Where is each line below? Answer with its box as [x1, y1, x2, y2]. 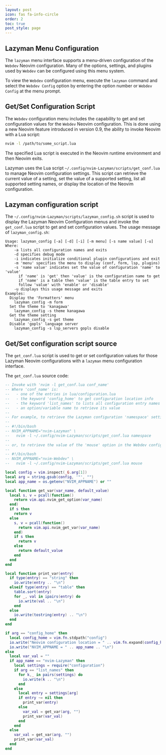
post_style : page [5, 26, 41, 31]
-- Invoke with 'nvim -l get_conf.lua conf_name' [5, 382, 110, 387]
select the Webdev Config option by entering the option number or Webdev [5, 82, 152, 88]
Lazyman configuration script [5, 201, 99, 209]
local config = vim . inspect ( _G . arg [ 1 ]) [5, 470, 87, 475]
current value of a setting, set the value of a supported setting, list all [5, 175, 146, 181]
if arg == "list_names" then [14, 668, 74, 673]
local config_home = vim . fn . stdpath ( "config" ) [9, 635, 107, 640]
